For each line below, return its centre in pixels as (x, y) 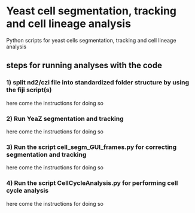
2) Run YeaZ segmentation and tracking (65, 118)
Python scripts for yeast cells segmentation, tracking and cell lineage (91, 40)
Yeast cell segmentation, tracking (92, 11)
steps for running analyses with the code (84, 66)
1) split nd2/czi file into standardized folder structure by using (98, 83)
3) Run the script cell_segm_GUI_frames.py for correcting (92, 147)
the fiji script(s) (29, 90)
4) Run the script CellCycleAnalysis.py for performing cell (92, 183)
